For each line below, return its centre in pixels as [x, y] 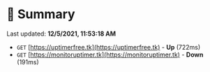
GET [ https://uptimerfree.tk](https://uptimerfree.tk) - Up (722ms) [108, 47]
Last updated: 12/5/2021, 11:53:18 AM [61, 34]
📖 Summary [41, 14]
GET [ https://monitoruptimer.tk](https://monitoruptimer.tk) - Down [110, 55]
